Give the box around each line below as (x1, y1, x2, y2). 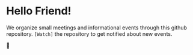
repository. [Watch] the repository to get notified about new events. (6, 30, 173, 37)
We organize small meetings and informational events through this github (6, 24, 188, 31)
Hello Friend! (6, 4, 72, 18)
